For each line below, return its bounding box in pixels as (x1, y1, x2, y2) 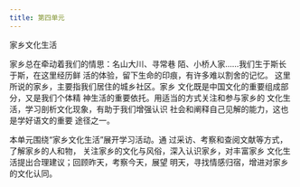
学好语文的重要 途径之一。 (16, 115, 115, 126)
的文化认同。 (9, 168, 57, 179)
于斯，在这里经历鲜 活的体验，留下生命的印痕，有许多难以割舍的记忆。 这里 (9, 70, 291, 80)
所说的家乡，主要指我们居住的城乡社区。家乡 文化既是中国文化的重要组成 (9, 80, 281, 91)
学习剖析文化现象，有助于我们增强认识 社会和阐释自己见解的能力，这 (24, 103, 281, 114)
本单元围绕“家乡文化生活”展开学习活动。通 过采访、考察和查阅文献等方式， (9, 134, 288, 145)
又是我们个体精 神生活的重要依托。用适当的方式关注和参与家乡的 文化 (24, 92, 283, 103)
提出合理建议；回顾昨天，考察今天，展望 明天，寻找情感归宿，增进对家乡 (16, 156, 289, 167)
